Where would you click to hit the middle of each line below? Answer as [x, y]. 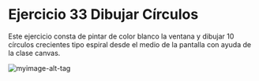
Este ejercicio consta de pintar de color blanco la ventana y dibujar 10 [121, 36]
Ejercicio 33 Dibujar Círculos [103, 15]
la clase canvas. [34, 53]
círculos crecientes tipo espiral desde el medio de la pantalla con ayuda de [129, 44]
